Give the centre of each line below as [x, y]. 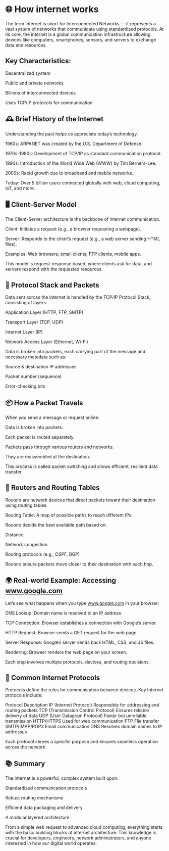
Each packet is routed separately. [40, 437]
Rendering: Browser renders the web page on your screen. [66, 652]
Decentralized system [28, 73]
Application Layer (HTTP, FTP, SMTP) [44, 312]
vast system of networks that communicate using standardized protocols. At [84, 29]
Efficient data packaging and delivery [44, 808]
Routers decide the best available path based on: [56, 525]
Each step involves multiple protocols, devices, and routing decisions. [78, 662]
